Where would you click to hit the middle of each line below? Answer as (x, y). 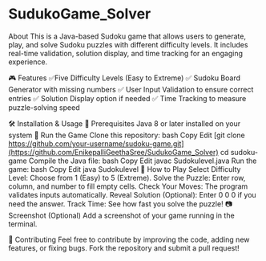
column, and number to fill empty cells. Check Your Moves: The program (128, 186)
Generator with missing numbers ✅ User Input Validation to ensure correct (131, 89)
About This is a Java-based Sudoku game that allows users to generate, (127, 36)
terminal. (23, 224)
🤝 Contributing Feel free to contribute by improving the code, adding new (129, 239)
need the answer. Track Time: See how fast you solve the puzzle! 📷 (121, 204)
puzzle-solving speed (44, 107)
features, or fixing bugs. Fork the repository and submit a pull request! (124, 248)
